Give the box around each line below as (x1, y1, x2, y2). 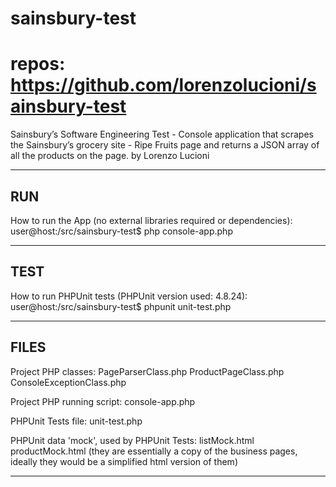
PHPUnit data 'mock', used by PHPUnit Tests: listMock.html (10, 434, 255, 446)
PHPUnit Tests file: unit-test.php (10, 415, 143, 427)
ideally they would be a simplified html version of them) (10, 455, 238, 467)
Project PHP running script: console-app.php (10, 395, 196, 407)
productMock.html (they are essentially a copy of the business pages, (10, 445, 298, 457)
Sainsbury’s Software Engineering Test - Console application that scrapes (10, 128, 314, 141)
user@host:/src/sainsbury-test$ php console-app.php (10, 225, 233, 237)
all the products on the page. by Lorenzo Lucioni (10, 150, 210, 162)
